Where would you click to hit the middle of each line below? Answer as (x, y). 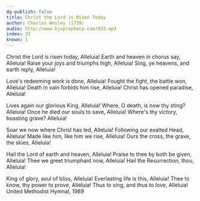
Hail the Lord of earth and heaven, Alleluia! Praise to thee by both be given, (99, 154)
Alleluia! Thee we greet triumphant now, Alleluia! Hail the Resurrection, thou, (100, 160)
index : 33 (19, 34)
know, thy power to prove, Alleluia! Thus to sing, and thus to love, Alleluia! (97, 185)
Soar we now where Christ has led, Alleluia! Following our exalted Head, (95, 130)
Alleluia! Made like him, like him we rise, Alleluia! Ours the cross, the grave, (98, 136)
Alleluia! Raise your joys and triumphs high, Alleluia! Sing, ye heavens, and (98, 63)
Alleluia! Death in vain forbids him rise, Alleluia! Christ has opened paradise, (100, 87)
